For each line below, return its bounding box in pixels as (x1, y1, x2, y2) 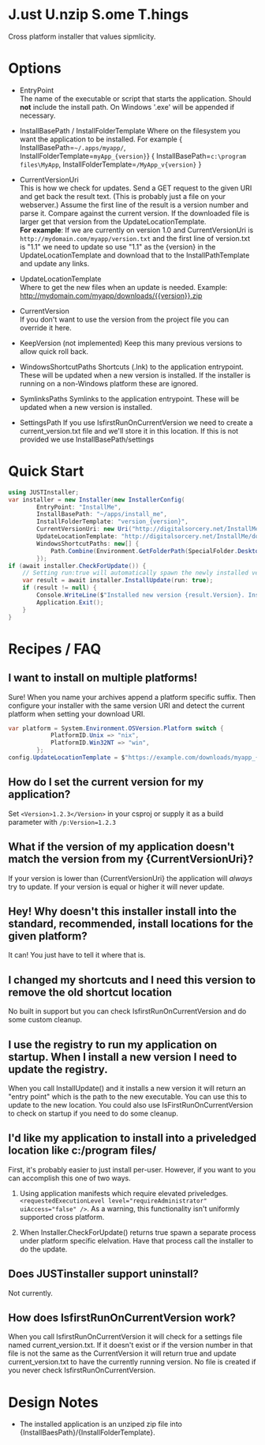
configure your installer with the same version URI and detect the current (8, 701, 245, 710)
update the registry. (8, 1063, 108, 1076)
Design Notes (8, 1393, 99, 1411)
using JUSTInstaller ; (8, 488, 80, 496)
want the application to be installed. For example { (19, 134, 183, 144)
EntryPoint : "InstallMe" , (36, 503, 122, 511)
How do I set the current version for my (8, 776, 204, 789)
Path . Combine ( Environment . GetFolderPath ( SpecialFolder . (50, 547, 238, 555)
